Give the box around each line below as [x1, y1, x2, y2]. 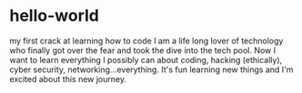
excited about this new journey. [9, 73, 127, 84]
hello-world [9, 5, 100, 26]
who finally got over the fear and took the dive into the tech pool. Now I [9, 44, 277, 55]
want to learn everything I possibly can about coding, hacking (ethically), [9, 54, 283, 65]
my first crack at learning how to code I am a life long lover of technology [9, 35, 284, 46]
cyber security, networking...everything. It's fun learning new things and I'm [9, 64, 294, 75]
